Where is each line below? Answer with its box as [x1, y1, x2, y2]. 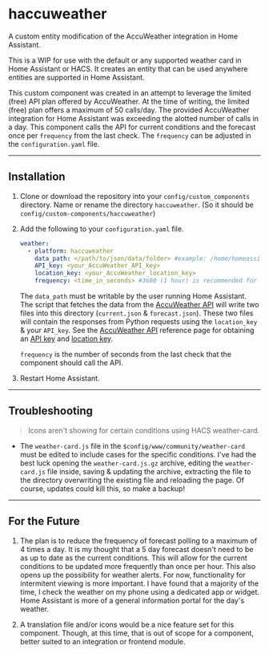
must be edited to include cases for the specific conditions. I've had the [19, 449, 257, 459]
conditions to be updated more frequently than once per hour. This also [19, 561, 256, 571]
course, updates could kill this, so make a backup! [19, 483, 186, 494]
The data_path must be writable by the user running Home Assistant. [19, 291, 247, 301]
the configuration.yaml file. [8, 139, 100, 148]
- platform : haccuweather [27, 246, 114, 255]
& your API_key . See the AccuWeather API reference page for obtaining [19, 326, 255, 335]
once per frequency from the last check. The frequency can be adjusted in [8, 130, 252, 140]
